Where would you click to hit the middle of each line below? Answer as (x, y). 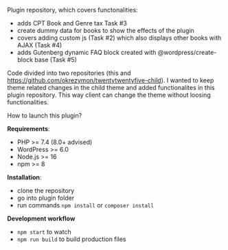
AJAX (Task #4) (39, 45)
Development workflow (41, 218)
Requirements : (28, 129)
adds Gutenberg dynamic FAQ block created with (87, 52)
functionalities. (28, 102)
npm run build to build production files (71, 239)
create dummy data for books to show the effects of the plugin (105, 31)
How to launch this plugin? (45, 115)
